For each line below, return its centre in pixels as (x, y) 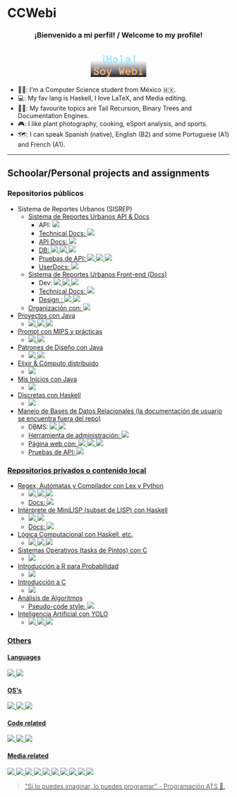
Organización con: (55, 308)
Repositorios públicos (45, 194)
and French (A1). (41, 144)
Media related (28, 756)
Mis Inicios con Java (47, 379)
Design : (51, 299)
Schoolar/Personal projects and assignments (109, 174)
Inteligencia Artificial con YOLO (63, 614)
